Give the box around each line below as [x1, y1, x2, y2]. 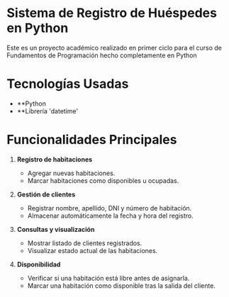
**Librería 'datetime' [16, 106, 79, 115]
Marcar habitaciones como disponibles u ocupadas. [27, 176, 179, 185]
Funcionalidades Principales [6, 132, 177, 148]
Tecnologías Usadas [6, 76, 129, 92]
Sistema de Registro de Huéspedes [6, 5, 218, 21]
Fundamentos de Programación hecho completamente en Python [6, 51, 198, 60]
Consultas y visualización [16, 225, 95, 233]
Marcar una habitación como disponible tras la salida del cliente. [27, 281, 216, 290]
